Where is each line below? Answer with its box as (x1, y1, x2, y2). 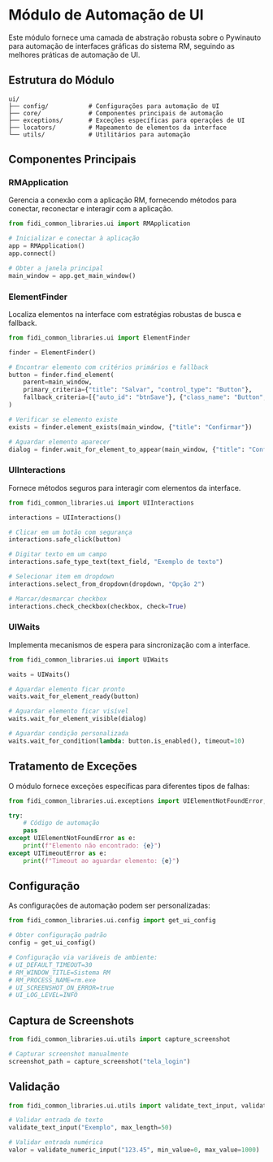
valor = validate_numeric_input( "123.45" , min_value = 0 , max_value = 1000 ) (8, 1146, 260, 1155)
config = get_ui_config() (8, 939, 96, 947)
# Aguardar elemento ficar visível (8, 707, 129, 716)
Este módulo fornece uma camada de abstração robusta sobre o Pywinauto (8, 33, 262, 42)
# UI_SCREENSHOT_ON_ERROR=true (8, 983, 115, 992)
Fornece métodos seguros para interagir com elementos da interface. (8, 483, 241, 492)
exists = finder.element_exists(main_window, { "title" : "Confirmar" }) (8, 423, 253, 431)
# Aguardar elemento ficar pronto (8, 685, 126, 693)
